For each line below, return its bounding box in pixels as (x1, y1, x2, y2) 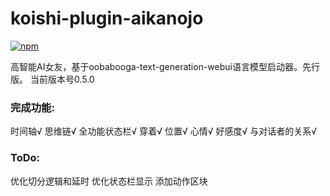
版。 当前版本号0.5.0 (10, 73, 95, 85)
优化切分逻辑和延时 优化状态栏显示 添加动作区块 (10, 175, 208, 187)
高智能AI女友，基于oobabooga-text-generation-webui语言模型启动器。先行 (10, 60, 320, 72)
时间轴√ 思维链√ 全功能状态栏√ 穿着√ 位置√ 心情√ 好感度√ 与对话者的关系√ (10, 125, 318, 137)
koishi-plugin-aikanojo (10, 7, 204, 30)
